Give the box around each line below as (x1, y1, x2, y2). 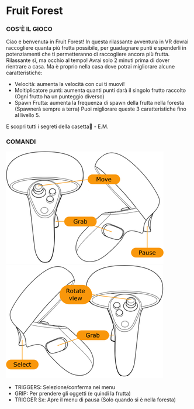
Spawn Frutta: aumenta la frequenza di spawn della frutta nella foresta (14, 99, 185, 106)
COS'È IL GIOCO (6, 25, 53, 33)
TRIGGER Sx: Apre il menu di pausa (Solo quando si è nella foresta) (14, 396, 176, 403)
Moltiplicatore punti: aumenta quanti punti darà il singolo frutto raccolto (14, 87, 186, 94)
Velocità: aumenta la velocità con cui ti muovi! (14, 81, 125, 88)
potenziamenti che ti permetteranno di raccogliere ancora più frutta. (6, 51, 170, 58)
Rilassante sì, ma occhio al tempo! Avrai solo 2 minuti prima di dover (6, 57, 170, 64)
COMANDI (6, 138, 36, 146)
